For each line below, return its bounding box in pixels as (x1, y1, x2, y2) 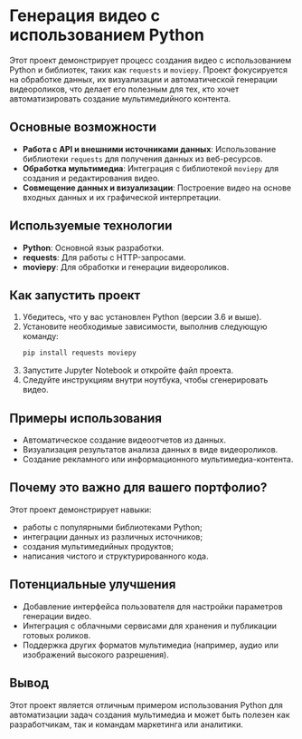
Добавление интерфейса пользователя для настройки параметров (22, 600, 283, 612)
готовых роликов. (22, 629, 91, 640)
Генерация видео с (9, 5, 161, 26)
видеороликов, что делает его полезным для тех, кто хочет (9, 83, 240, 94)
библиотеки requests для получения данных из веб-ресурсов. (22, 153, 264, 164)
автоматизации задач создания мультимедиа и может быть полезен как (9, 709, 290, 720)
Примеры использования (9, 410, 163, 426)
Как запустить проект (9, 287, 141, 303)
